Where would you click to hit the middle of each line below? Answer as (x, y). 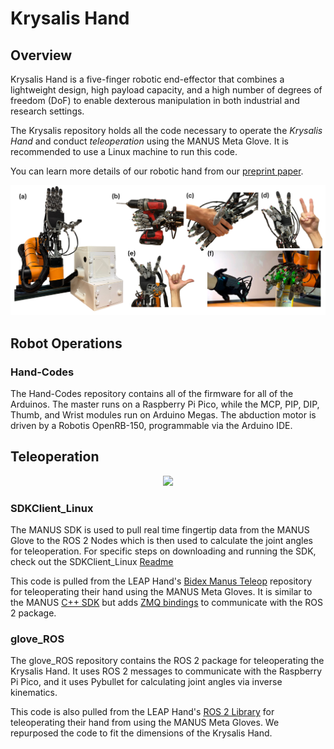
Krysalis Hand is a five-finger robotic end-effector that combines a (147, 79)
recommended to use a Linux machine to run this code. (124, 151)
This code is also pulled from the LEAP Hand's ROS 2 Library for (142, 712)
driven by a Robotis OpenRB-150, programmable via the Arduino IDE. (151, 425)
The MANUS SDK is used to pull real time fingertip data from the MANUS (160, 529)
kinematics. (34, 693)
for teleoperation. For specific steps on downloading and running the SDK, (163, 551)
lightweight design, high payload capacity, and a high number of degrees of (166, 90)
